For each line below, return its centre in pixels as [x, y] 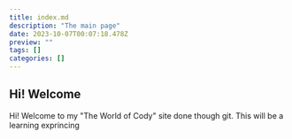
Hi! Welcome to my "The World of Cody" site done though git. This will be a [146, 115]
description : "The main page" [65, 26]
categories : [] [37, 58]
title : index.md [39, 17]
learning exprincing [44, 125]
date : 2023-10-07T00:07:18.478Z [69, 34]
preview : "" [31, 42]
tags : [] [25, 50]
